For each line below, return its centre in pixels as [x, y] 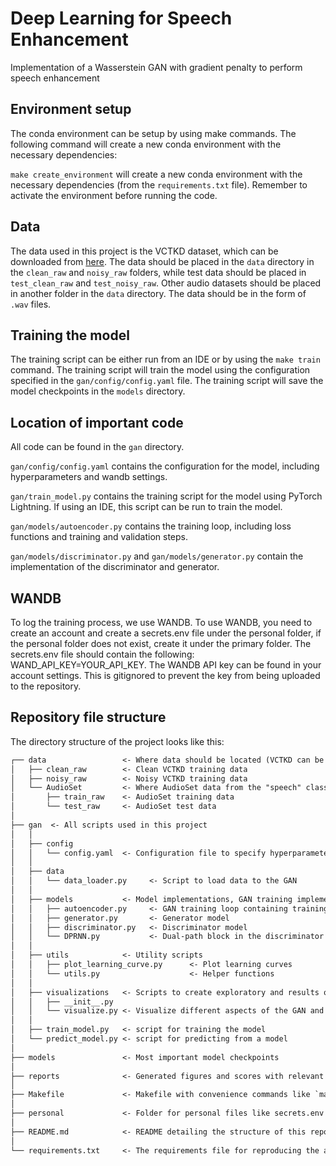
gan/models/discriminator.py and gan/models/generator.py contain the [157, 556]
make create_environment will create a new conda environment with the [156, 174]
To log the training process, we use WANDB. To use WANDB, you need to [161, 622]
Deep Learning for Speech [121, 18]
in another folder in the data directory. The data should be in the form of [158, 293]
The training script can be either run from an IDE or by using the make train [165, 359]
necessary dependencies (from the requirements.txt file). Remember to [159, 184]
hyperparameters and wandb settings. [89, 477]
